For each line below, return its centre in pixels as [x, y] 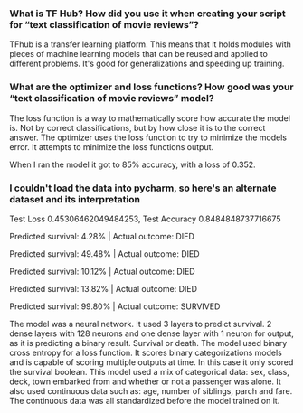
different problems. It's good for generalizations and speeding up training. [147, 64]
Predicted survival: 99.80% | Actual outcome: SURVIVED [115, 306]
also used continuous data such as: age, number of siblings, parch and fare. [151, 390]
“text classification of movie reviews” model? [112, 99]
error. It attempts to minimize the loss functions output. [112, 146]
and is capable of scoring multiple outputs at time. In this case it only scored [151, 362]
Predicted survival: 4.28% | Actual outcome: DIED [102, 236]
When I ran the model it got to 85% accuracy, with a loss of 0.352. [133, 164]
